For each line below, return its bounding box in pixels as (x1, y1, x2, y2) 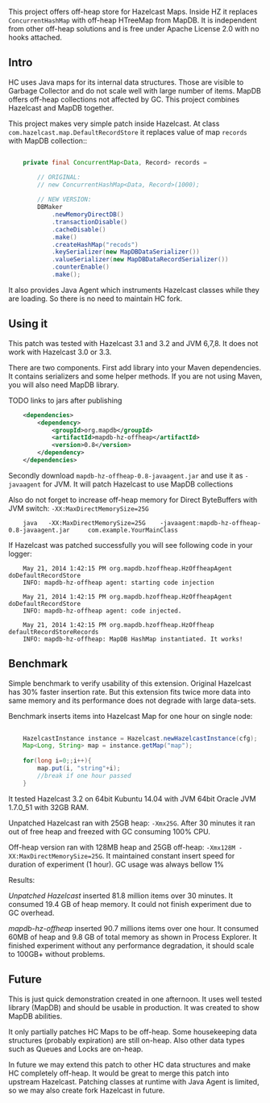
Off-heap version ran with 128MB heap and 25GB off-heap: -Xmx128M (8, 842, 236, 852)
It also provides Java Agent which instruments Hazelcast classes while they (8, 285, 260, 295)
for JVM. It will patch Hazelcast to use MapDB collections (43, 479, 234, 489)
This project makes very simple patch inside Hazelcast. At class (8, 119, 220, 128)
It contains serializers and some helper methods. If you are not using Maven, (8, 371, 263, 381)
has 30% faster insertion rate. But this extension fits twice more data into (8, 687, 251, 696)
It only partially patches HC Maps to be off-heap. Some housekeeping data (8, 1026, 258, 1036)
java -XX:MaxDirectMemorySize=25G (23, 519, 147, 527)
